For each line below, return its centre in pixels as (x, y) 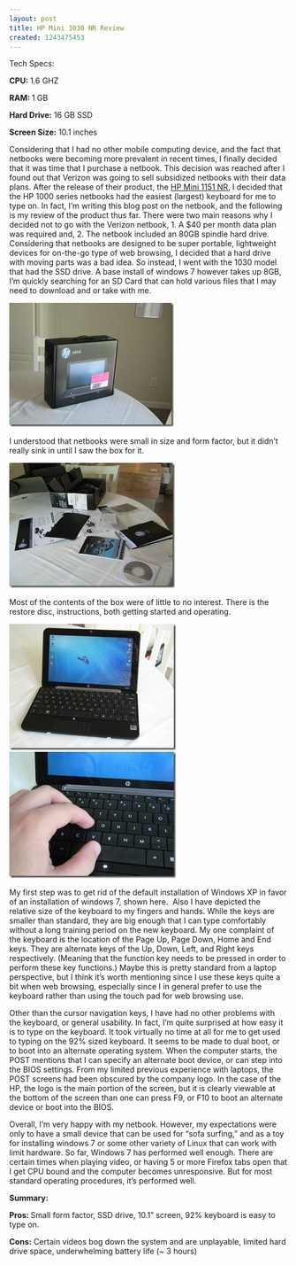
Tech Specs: (32, 64)
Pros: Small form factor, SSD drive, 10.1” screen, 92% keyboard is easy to (142, 1215)
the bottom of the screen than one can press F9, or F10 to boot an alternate (146, 1098)
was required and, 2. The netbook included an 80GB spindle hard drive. (139, 234)
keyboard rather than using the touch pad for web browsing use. (127, 996)
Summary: (29, 1198)
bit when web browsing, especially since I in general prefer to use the (136, 987)
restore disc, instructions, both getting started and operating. (120, 612)
